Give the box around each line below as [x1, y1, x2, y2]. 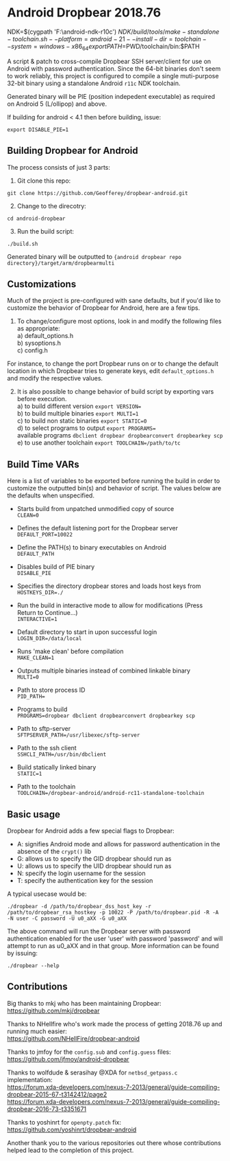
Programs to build [16, 706, 68, 714]
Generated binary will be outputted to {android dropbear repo [7, 252, 181, 260]
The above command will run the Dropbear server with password [7, 927, 190, 935]
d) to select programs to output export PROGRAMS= [16, 424, 156, 432]
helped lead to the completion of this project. [7, 1146, 134, 1154]
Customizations [7, 278, 77, 290]
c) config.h [16, 346, 48, 354]
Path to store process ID [16, 686, 86, 695]
